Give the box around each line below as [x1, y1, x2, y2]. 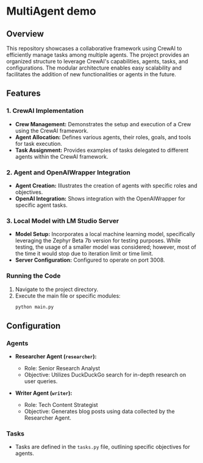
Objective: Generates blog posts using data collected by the [24, 407, 175, 415]
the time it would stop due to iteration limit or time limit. [15, 250, 154, 257]
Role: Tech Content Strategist [24, 401, 99, 409]
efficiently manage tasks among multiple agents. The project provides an [6, 51, 190, 59]
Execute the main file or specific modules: [15, 292, 121, 300]
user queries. [24, 378, 58, 385]
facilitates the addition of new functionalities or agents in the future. [6, 71, 177, 77]
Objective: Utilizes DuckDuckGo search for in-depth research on [24, 371, 187, 379]
